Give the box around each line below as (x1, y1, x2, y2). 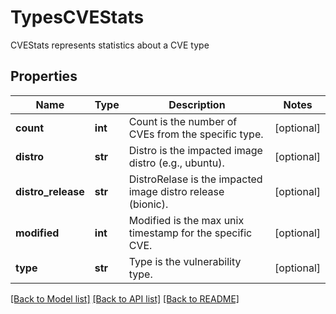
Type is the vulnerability (128, 254, 242, 268)
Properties (10, 68, 78, 85)
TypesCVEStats (10, 6, 145, 29)
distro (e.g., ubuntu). (128, 156, 225, 170)
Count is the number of (128, 114, 238, 128)
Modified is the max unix (128, 213, 245, 227)
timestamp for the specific (128, 226, 253, 240)
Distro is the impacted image (128, 143, 263, 157)
